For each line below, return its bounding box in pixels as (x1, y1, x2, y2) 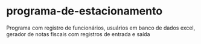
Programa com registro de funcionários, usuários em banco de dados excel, (6, 24, 196, 31)
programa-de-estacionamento (6, 4, 163, 18)
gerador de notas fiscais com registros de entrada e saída (6, 30, 150, 37)
